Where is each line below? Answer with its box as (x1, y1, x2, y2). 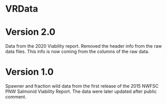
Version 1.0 (5, 66, 54, 78)
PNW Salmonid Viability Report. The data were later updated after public (5, 88, 157, 94)
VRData (5, 3, 38, 15)
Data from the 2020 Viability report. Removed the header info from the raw (5, 43, 162, 49)
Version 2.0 (5, 26, 55, 38)
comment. (5, 94, 26, 100)
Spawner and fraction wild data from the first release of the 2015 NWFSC (5, 83, 159, 89)
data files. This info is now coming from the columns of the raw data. (5, 49, 150, 55)
